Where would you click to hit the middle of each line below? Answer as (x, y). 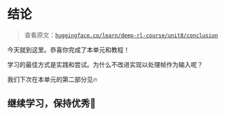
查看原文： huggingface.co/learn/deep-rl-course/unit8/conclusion (121, 35)
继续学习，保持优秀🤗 (52, 103)
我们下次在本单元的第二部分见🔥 (52, 79)
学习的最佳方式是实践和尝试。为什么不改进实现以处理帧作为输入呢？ (105, 64)
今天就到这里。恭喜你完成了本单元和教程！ (68, 49)
